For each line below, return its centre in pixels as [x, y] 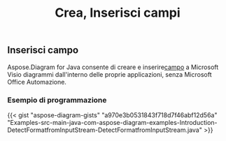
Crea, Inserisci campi [118, 13]
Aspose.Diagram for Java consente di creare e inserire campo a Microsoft [113, 67]
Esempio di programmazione [57, 100]
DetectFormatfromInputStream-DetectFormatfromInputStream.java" [105, 130]
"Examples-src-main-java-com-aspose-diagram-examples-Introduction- [112, 122]
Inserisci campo [43, 50]
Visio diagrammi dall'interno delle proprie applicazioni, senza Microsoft [110, 74]
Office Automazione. [37, 82]
